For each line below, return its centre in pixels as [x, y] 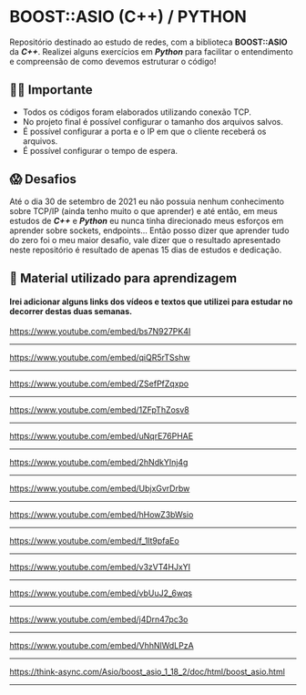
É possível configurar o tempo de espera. [100, 150]
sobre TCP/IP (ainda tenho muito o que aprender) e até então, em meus [143, 210]
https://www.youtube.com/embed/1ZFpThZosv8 [99, 410]
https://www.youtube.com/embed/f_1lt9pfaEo [94, 541]
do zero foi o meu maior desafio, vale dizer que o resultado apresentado [145, 240]
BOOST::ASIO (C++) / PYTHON [128, 17]
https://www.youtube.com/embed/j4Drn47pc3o [99, 619]
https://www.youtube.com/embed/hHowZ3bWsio [102, 515]
